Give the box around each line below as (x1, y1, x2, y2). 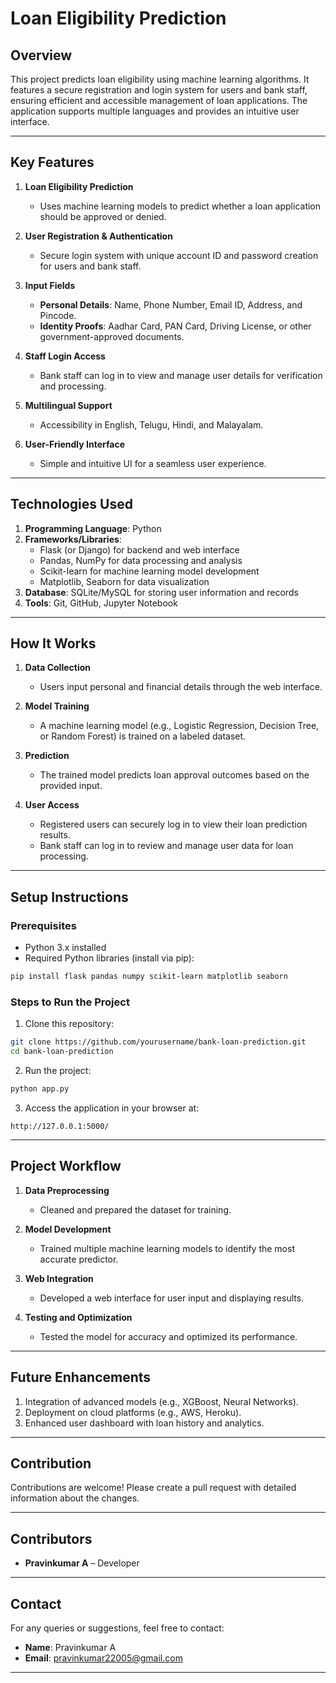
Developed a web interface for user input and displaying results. (39, 1292, 305, 1304)
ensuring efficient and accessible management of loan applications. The (10, 95, 308, 106)
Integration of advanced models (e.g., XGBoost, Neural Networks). (24, 1395, 299, 1407)
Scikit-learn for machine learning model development (39, 565, 260, 577)
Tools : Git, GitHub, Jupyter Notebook (24, 597, 178, 609)
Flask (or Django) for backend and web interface (39, 543, 240, 556)
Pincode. (39, 309, 77, 321)
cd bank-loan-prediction (10, 1047, 114, 1057)
